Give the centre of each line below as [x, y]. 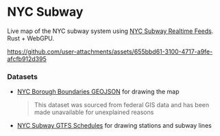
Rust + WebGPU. [31, 38]
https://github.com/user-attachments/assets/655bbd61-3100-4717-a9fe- [110, 52]
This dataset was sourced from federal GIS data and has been [122, 105]
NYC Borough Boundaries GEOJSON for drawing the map [98, 92]
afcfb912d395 [27, 58]
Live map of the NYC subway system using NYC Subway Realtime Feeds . [110, 31]
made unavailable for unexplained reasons [94, 112]
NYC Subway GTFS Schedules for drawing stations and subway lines [114, 126]
